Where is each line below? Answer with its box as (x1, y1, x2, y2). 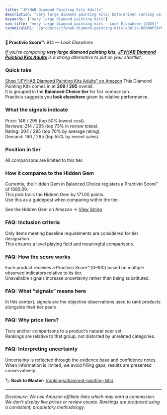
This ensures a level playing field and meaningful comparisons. (5, 241, 135, 247)
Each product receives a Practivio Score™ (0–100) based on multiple (5, 264, 144, 270)
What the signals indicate (5, 106, 68, 113)
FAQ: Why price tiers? (5, 316, 59, 323)
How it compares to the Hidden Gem (5, 170, 94, 177)
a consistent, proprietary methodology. (5, 404, 85, 410)
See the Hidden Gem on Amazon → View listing (5, 207, 102, 212)
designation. (5, 235, 31, 241)
